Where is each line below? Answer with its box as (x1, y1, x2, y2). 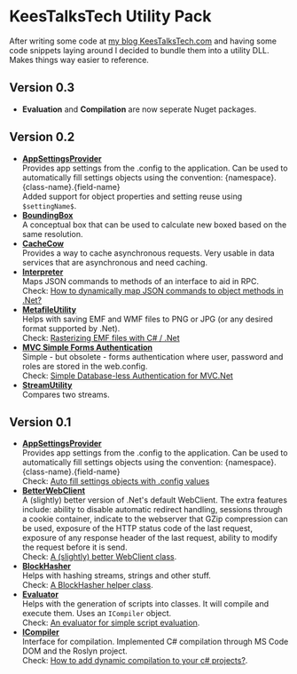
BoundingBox (21, 210, 74, 220)
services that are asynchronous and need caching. (21, 257, 208, 267)
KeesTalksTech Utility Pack (9, 6, 212, 27)
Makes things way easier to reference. (9, 54, 149, 65)
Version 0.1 (9, 415, 72, 430)
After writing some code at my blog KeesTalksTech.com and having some (9, 36, 277, 46)
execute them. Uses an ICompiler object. (21, 608, 172, 619)
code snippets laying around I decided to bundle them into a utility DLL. (9, 44, 270, 55)
